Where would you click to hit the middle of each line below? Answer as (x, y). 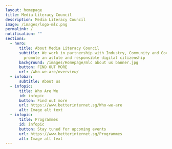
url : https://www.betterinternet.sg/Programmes (71, 134)
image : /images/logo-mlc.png (36, 24)
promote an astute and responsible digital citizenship (84, 58)
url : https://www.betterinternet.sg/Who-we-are (71, 105)
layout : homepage (24, 10)
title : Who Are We (38, 91)
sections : (16, 39)
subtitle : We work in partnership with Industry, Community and (89, 53)
